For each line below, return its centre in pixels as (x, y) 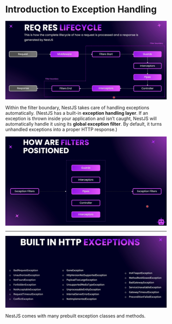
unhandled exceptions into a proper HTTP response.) (61, 129)
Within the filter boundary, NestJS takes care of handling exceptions (77, 107)
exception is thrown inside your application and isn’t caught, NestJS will (81, 118)
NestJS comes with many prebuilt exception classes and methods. (76, 316)
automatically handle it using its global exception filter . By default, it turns (84, 124)
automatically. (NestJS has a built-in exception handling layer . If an (77, 113)
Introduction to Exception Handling (81, 9)
